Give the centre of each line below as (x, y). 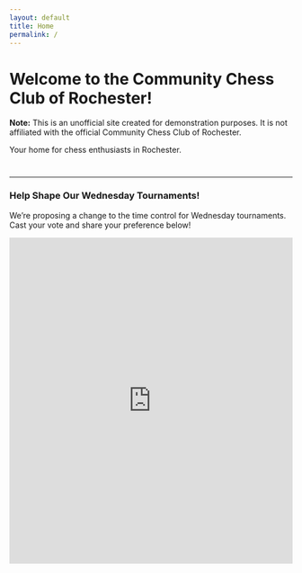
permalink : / (34, 34)
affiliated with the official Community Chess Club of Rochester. (125, 132)
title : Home (31, 26)
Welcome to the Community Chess (142, 79)
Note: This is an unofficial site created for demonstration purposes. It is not (148, 123)
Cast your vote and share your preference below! (100, 225)
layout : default (40, 18)
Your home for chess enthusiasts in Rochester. (95, 150)
